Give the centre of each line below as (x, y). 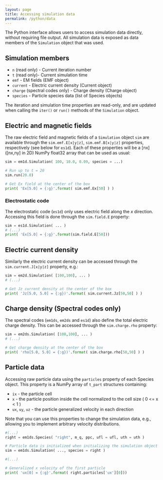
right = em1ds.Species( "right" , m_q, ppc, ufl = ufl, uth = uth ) (75, 437)
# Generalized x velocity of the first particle (55, 468)
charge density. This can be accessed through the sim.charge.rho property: (81, 325)
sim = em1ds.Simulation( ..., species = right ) (55, 451)
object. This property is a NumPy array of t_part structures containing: (76, 384)
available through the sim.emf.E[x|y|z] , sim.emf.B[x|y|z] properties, (74, 142)
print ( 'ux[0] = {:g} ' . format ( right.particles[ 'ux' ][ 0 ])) (66, 473)
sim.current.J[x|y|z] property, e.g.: (42, 267)
